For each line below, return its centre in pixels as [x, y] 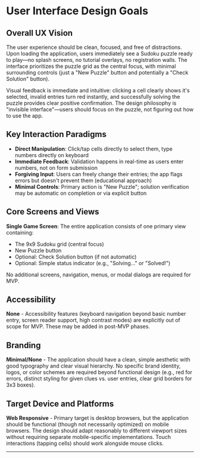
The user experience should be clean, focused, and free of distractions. [94, 47]
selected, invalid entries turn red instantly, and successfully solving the [93, 97]
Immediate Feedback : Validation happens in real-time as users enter [99, 161]
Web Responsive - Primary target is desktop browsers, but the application [98, 418]
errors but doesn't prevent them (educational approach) [83, 180]
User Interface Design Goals [77, 11]
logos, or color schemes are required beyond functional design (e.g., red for [99, 372]
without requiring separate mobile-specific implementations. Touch [89, 437]
